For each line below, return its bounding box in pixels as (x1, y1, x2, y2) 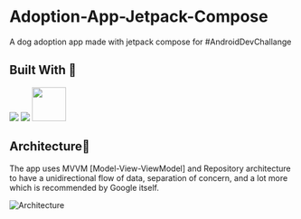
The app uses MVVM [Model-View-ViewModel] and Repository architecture (9, 163, 291, 174)
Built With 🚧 (9, 62, 77, 78)
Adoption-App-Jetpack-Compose (9, 6, 268, 27)
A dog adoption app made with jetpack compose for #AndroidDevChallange (9, 36, 292, 47)
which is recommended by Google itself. (9, 182, 160, 193)
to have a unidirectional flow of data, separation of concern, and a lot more (9, 172, 288, 183)
